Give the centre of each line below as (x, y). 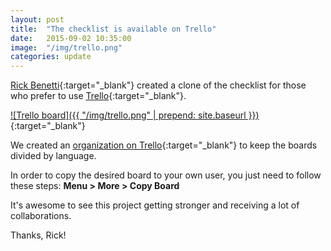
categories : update (51, 57)
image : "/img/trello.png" (66, 47)
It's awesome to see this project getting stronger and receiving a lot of (155, 205)
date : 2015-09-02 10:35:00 (71, 38)
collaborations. (41, 216)
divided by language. (53, 156)
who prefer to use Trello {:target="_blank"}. (98, 96)
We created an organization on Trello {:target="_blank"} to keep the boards (164, 145)
